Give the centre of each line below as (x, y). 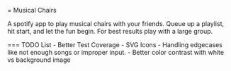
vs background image (39, 60)
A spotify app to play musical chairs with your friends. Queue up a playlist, (116, 24)
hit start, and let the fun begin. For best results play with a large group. (110, 31)
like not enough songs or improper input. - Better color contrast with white (116, 52)
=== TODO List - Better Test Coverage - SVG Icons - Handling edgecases (115, 45)
